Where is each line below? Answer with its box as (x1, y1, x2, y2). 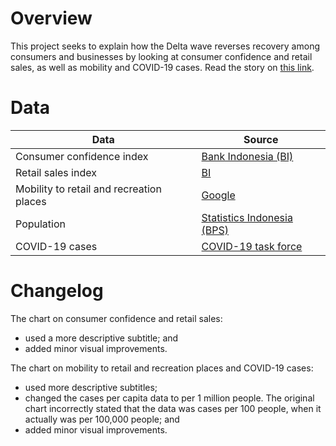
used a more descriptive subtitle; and (24, 332, 179, 344)
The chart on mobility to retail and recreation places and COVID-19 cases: (10, 362, 314, 374)
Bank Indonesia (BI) (201, 149, 294, 163)
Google (201, 188, 236, 202)
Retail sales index (15, 165, 97, 179)
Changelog (10, 280, 104, 302)
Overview (10, 7, 93, 30)
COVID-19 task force (201, 239, 303, 253)
